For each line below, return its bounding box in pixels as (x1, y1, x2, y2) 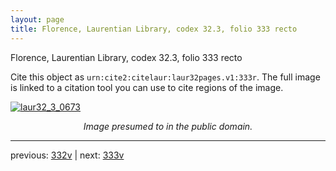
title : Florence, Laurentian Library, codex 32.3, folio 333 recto (10, 24, 298, 34)
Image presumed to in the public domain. (83, 120, 253, 132)
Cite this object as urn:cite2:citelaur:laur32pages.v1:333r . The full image (10, 71, 321, 83)
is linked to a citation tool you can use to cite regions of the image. (10, 81, 284, 93)
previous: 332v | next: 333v (10, 149, 125, 161)
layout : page (10, 14, 65, 25)
